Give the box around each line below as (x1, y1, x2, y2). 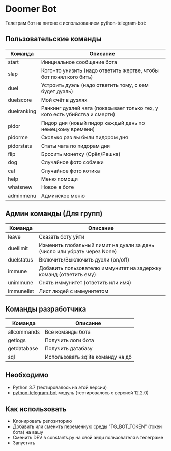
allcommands (8, 328, 40, 336)
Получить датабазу (45, 345, 93, 352)
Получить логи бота (45, 337, 94, 344)
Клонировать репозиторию (12, 418, 72, 424)
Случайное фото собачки (41, 159, 104, 166)
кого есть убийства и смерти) (41, 111, 116, 118)
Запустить (12, 440, 36, 446)
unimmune (8, 279, 34, 286)
